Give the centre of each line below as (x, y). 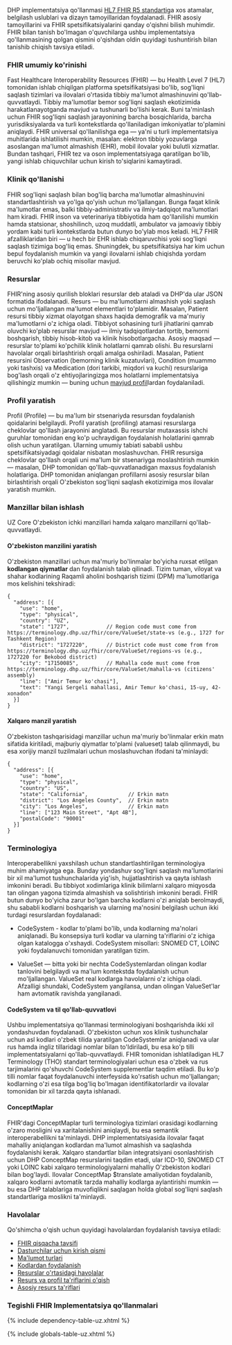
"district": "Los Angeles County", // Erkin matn (94, 800)
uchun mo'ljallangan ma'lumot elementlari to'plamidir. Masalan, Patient (108, 308)
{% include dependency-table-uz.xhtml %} (69, 1321)
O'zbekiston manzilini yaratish (52, 546)
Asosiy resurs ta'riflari (49, 1287)
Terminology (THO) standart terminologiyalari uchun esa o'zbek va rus (108, 1062)
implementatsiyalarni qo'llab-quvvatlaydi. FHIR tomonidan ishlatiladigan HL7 (115, 1055)
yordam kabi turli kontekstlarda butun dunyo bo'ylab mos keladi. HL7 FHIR (113, 231)
